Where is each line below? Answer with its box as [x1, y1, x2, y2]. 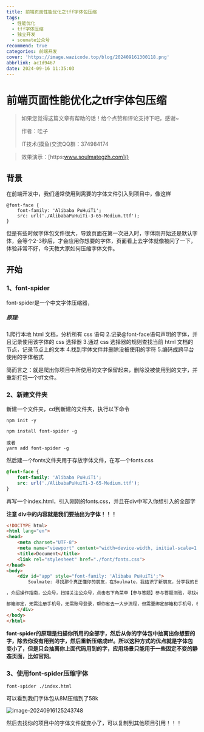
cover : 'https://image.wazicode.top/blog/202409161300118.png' [6, 54, 170, 60]
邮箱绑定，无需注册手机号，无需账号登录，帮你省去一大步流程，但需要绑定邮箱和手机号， [6, 601, 196, 607]
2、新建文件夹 [6, 390, 48, 398]
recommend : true [6, 43, 47, 49]
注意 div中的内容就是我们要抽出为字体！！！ [6, 510, 117, 518]
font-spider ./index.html [6, 683, 72, 689]
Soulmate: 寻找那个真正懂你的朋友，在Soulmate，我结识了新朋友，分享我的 [28, 579, 195, 585]
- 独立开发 [12, 32, 36, 38]
